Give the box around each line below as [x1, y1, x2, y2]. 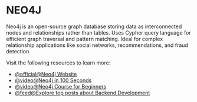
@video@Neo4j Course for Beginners [14, 83, 107, 90]
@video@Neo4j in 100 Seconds [14, 77, 92, 84]
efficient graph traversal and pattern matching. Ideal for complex [6, 35, 163, 42]
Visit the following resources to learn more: [6, 59, 111, 66]
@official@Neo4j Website [14, 70, 77, 77]
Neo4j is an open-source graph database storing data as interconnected [6, 23, 182, 30]
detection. [6, 47, 31, 55]
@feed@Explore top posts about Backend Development [14, 89, 150, 96]
